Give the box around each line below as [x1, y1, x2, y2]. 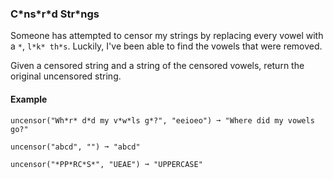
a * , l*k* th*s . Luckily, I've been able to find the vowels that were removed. [10, 40, 323, 52]
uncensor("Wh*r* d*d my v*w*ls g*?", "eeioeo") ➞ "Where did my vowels [10, 115, 315, 126]
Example [10, 93, 48, 105]
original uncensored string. [10, 70, 122, 82]
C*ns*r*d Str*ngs [10, 7, 100, 21]
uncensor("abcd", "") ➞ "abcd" [10, 142, 141, 152]
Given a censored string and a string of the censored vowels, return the [10, 60, 305, 72]
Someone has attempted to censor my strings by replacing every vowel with [10, 30, 324, 42]
